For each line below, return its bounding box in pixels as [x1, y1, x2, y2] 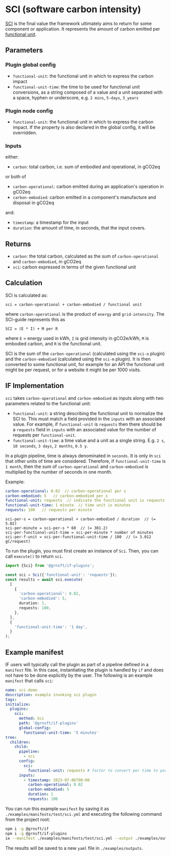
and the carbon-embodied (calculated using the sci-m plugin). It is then [5, 355, 151, 362]
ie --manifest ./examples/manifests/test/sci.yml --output [5, 836, 133, 841]
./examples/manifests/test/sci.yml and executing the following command [5, 811, 162, 817]
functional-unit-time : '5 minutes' [23, 730, 99, 735]
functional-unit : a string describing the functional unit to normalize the [12, 410, 163, 416]
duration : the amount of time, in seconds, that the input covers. [12, 225, 146, 231]
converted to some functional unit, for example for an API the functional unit [5, 361, 164, 367]
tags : [5, 697, 17, 702]
